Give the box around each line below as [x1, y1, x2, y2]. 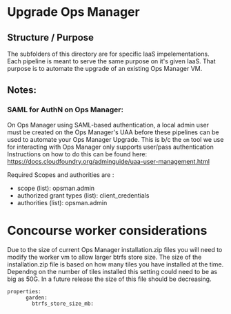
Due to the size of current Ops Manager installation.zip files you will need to [7, 245, 223, 253]
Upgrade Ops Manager [7, 4, 140, 20]
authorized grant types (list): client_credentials [17, 191, 150, 200]
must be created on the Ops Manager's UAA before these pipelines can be [7, 128, 219, 136]
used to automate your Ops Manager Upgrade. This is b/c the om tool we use [7, 135, 224, 143]
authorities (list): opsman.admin [17, 198, 108, 207]
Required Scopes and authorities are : [7, 170, 114, 179]
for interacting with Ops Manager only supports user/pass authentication [7, 143, 214, 151]
